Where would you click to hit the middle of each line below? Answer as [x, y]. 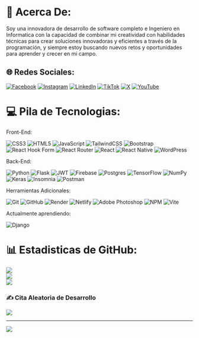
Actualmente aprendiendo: [38, 213]
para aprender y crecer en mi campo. [52, 53]
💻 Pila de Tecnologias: [63, 111]
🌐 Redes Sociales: [41, 73]
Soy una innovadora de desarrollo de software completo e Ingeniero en [93, 28]
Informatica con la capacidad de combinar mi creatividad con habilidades [96, 34]
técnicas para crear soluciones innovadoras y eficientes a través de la [92, 41]
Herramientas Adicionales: [38, 190]
